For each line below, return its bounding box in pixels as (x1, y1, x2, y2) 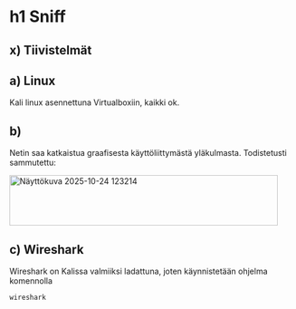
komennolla (9, 275, 53, 286)
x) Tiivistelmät (9, 43, 92, 58)
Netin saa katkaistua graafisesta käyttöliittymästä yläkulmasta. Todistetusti (9, 148, 287, 159)
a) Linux (9, 72, 56, 88)
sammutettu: (9, 157, 57, 169)
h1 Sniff (9, 6, 66, 27)
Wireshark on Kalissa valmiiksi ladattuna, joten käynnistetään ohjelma (9, 266, 269, 277)
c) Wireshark (9, 242, 84, 257)
